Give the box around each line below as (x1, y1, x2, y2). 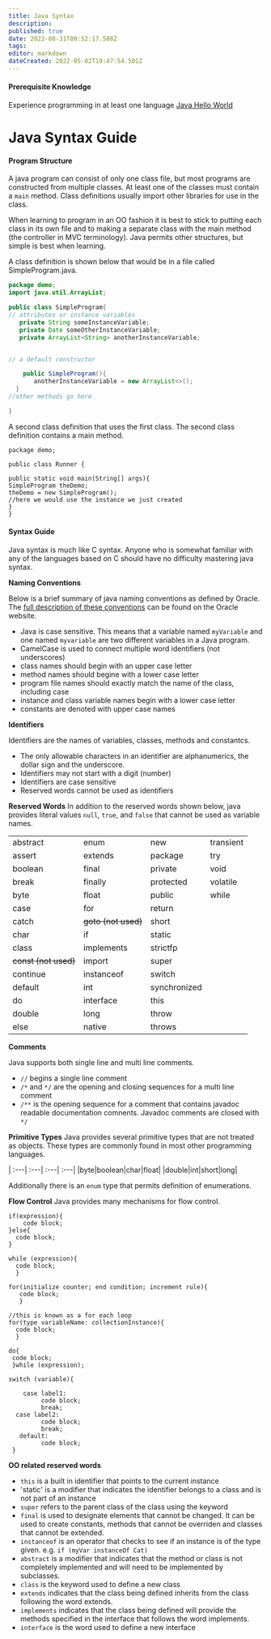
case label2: (15, 1411, 60, 1419)
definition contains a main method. (8, 430, 124, 440)
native (83, 1021, 107, 1033)
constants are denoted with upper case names (19, 704, 176, 714)
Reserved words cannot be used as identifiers (19, 785, 174, 795)
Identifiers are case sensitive (19, 777, 116, 787)
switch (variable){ (8, 1376, 74, 1384)
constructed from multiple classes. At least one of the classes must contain (8, 182, 260, 192)
